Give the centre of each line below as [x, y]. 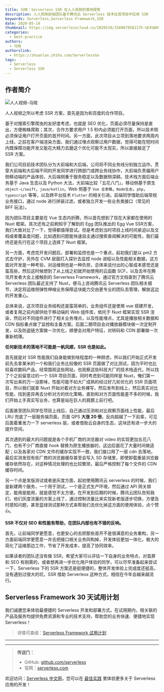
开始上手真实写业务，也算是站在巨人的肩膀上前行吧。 [62, 400]
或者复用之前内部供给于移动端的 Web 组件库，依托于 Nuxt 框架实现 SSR [77, 312]
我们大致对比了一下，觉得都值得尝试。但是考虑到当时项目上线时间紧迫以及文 [82, 230]
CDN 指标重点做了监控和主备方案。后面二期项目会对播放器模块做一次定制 [79, 324]
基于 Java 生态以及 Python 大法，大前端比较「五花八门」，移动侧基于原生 [82, 183]
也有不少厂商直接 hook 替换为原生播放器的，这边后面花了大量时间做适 [84, 445]
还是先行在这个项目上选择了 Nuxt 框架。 [50, 242]
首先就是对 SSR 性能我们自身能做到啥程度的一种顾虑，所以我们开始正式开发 [81, 357]
